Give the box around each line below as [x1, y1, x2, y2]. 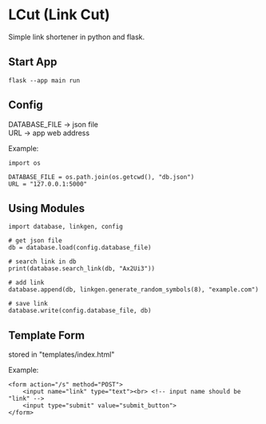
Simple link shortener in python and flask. [8, 32, 145, 42]
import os [8, 158, 42, 167]
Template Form [8, 328, 85, 342]
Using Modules [8, 202, 85, 215]
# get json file [8, 237, 62, 245]
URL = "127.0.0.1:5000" [8, 180, 88, 188]
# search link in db [8, 258, 77, 266]
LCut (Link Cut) [8, 6, 110, 24]
